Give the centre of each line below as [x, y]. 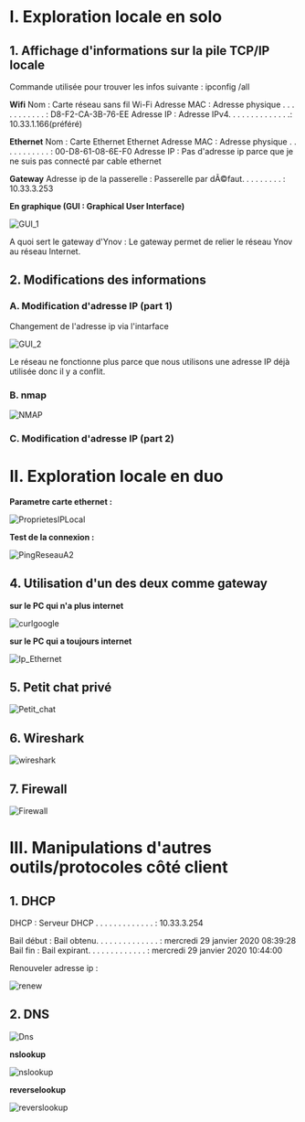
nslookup [28, 1054]
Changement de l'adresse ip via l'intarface [89, 326]
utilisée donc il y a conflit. [58, 371]
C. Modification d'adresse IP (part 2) [92, 438]
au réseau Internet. [45, 251]
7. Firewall [38, 789]
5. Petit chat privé [61, 688]
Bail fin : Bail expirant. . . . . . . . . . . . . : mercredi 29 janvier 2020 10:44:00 [146, 951]
